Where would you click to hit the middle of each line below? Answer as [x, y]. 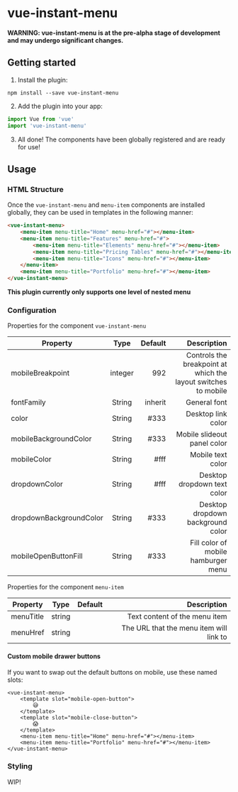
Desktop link [206, 414]
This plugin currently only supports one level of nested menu [99, 292]
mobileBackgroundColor [51, 439]
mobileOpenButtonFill [47, 556]
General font [206, 402]
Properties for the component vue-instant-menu [77, 326]
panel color [208, 444]
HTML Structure [35, 189]
